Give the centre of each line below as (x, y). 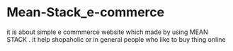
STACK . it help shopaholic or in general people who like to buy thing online (116, 39)
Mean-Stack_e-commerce (85, 12)
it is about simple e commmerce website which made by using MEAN (107, 32)
